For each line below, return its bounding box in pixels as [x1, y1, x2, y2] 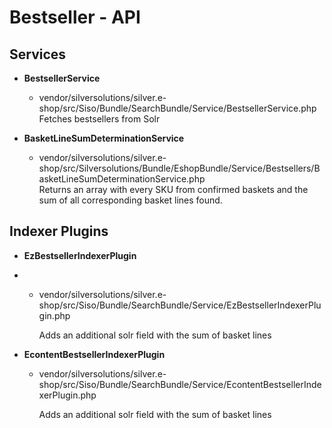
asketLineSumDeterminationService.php [38, 173, 206, 185]
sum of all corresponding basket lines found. [38, 194, 223, 206]
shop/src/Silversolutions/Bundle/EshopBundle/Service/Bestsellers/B [38, 162, 321, 174]
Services [9, 46, 67, 63]
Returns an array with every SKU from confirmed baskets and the [38, 184, 309, 195]
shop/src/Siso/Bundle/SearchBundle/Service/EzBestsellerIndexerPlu [38, 299, 322, 311]
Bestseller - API [9, 6, 141, 29]
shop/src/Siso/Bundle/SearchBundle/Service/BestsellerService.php [38, 102, 317, 114]
